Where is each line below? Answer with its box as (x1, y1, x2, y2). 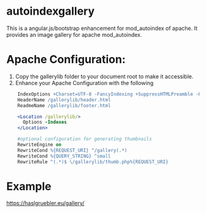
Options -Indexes (22, 119, 67, 125)
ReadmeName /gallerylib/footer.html (17, 102, 112, 108)
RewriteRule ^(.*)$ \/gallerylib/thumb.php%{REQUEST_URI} (17, 159, 169, 165)
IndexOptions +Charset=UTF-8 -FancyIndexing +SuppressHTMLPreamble (17, 91, 193, 97)
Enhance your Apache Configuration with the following (15, 79, 154, 86)
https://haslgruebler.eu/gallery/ (6, 200, 85, 207)
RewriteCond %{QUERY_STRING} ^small (17, 153, 112, 159)
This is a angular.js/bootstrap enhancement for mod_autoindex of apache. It (6, 24, 198, 32)
